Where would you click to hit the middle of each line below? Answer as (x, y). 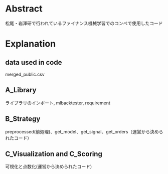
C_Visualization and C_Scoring (54, 154)
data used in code (34, 62)
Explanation (31, 44)
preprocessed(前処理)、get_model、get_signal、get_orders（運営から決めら (84, 131)
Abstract (24, 9)
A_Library (21, 90)
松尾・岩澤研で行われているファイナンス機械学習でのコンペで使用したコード (84, 23)
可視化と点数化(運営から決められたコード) (49, 166)
